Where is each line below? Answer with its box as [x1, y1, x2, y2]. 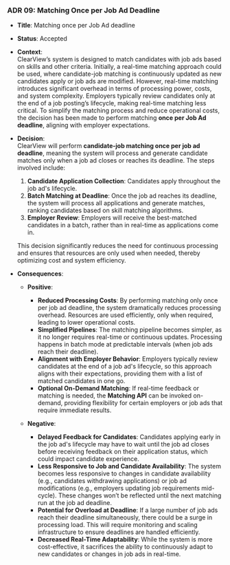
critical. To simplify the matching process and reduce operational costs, [16, 106, 220, 115]
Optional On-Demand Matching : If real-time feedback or [37, 384, 199, 393]
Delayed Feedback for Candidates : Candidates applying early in [37, 433, 221, 441]
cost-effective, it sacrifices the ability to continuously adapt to [37, 543, 214, 551]
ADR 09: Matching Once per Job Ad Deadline [7, 6, 160, 15]
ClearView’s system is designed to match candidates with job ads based [16, 55, 222, 63]
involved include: [16, 164, 66, 172]
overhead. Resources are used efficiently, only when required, [37, 311, 214, 319]
